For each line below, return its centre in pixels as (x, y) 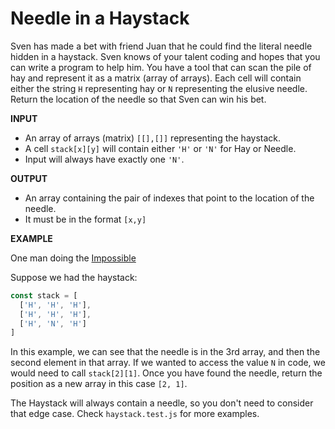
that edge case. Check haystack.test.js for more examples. (135, 414)
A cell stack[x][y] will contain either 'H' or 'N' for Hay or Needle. (160, 148)
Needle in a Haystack (100, 18)
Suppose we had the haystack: (74, 277)
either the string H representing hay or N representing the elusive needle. (159, 88)
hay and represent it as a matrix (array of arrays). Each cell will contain (156, 78)
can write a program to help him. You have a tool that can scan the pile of (161, 67)
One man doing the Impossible (73, 258)
